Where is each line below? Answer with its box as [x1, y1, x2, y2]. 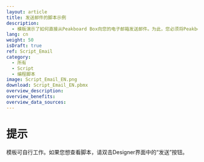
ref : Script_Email [6, 49, 53, 55]
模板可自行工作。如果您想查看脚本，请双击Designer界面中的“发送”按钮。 [6, 148, 188, 155]
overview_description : [6, 88, 64, 94]
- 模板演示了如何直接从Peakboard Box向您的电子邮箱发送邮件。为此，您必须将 [12, 25, 184, 32]
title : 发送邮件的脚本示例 [6, 15, 67, 21]
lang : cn [6, 32, 29, 38]
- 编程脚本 [12, 71, 36, 77]
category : [6, 54, 32, 60]
